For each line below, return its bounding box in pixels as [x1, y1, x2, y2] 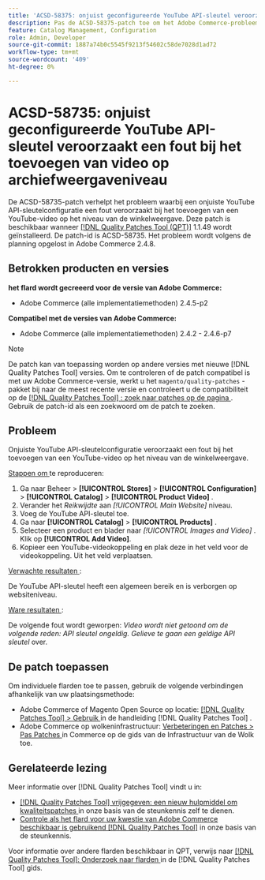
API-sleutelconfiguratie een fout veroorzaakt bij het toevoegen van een [8, 205, 239, 215]
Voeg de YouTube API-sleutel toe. [19, 509, 129, 519]
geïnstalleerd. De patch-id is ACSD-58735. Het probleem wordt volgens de [8, 230, 252, 240]
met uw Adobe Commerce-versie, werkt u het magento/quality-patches [8, 376, 241, 385]
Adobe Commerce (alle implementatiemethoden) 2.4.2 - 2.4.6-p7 [19, 328, 232, 338]
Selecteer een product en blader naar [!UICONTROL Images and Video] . [19, 526, 256, 535]
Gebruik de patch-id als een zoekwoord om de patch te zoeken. [8, 401, 215, 410]
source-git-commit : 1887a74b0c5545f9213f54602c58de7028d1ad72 [8, 41, 217, 49]
